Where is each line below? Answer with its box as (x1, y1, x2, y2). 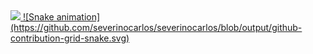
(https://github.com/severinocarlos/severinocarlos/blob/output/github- (10, 22, 303, 33)
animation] (56, 11, 101, 23)
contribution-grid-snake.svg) (10, 32, 130, 44)
